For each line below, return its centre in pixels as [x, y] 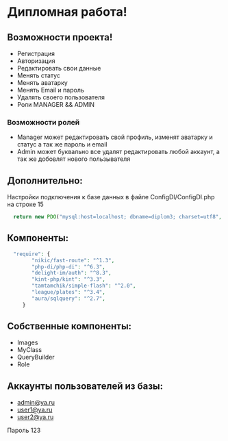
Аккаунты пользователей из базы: [85, 386]
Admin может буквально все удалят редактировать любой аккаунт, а [118, 152]
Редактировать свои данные [59, 68]
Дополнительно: [45, 180]
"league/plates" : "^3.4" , [69, 292]
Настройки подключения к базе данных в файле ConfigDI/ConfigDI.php [111, 197]
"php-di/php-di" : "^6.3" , [69, 267]
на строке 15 [26, 204]
